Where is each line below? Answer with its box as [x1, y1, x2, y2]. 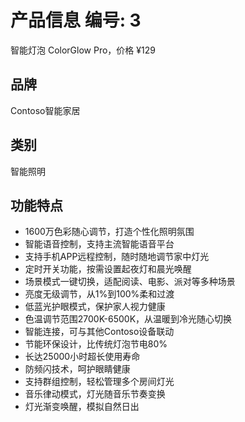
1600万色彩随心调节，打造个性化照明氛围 [24, 226, 195, 238]
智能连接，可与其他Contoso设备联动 [24, 326, 175, 338]
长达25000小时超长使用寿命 [24, 351, 141, 363]
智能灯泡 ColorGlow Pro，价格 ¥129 [10, 44, 156, 56]
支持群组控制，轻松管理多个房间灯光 [24, 376, 175, 388]
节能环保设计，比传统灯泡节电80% [24, 338, 168, 350]
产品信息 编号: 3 [10, 9, 142, 32]
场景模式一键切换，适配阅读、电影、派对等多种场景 [24, 276, 236, 288]
